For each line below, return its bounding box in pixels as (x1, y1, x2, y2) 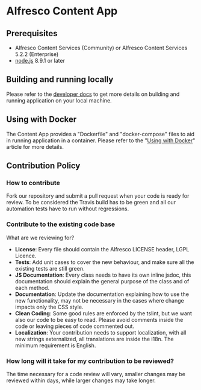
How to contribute (6, 178, 60, 187)
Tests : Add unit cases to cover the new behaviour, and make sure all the (14, 258, 194, 266)
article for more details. (6, 143, 64, 150)
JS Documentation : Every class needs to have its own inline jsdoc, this (14, 271, 191, 278)
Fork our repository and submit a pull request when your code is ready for (6, 192, 190, 200)
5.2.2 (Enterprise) (14, 51, 59, 58)
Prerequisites (6, 28, 58, 39)
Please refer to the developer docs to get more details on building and (6, 90, 180, 98)
